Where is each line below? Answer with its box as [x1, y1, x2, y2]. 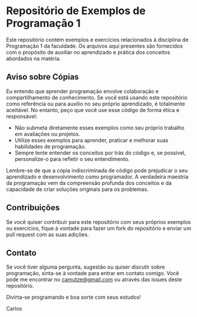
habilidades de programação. [14, 143, 87, 150]
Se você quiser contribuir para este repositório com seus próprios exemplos [6, 218, 191, 225]
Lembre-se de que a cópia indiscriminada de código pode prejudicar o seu [6, 167, 188, 174]
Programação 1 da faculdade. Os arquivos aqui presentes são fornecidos [6, 42, 183, 49]
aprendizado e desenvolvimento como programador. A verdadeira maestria [6, 173, 189, 180]
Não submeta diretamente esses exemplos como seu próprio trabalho [14, 124, 185, 131]
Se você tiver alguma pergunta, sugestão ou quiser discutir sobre [6, 263, 165, 270]
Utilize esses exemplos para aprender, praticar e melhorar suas [14, 137, 169, 144]
